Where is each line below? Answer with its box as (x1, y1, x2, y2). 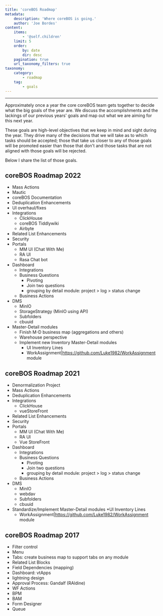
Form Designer (12, 600, 42, 607)
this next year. (5, 117, 33, 123)
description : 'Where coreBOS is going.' (14, 16, 97, 21)
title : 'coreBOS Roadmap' (5, 7, 57, 12)
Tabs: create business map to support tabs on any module (12, 554, 129, 560)
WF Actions (12, 585, 35, 591)
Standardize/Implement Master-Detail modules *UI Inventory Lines (12, 506, 146, 512)
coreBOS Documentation (12, 194, 62, 200)
